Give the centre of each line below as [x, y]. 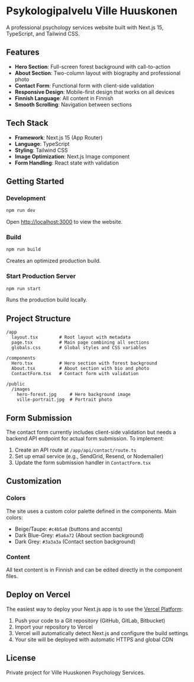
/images [21, 389]
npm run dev [21, 211]
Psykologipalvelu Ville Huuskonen [92, 11]
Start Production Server [41, 276]
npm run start [24, 288]
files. [12, 576]
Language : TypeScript [42, 144]
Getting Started [35, 181]
